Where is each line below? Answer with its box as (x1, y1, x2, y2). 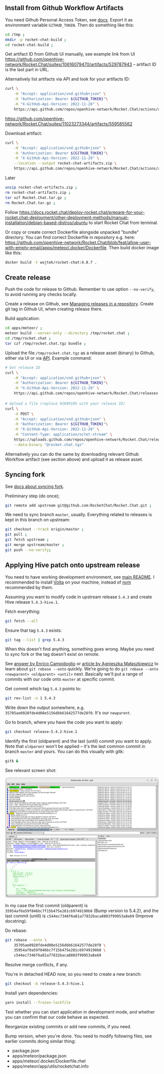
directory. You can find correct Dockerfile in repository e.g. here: (5, 234, 135, 240)
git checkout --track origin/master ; (5, 527, 84, 532)
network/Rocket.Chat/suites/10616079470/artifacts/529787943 (5, 61, 132, 67)
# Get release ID (5, 365, 41, 370)
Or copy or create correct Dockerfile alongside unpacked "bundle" (5, 229, 139, 235)
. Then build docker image (106, 244, 159, 250)
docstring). (5, 918, 27, 924)
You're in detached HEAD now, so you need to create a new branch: (5, 971, 142, 977)
